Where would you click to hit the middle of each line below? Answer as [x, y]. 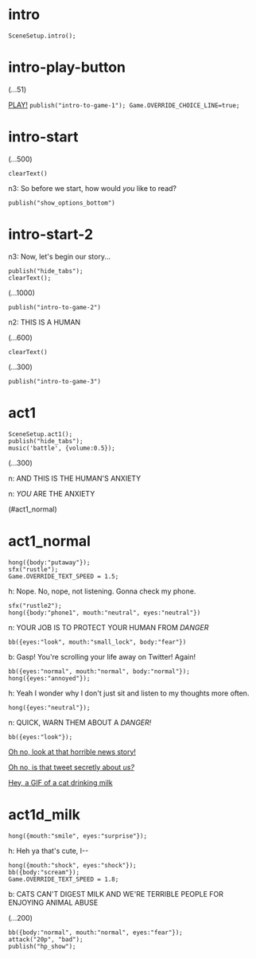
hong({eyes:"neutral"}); [49, 707]
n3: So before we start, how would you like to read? [93, 188]
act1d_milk [45, 814]
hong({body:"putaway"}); [49, 563]
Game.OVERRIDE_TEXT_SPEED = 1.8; [64, 879]
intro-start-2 [51, 234]
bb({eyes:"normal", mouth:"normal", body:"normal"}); [99, 671]
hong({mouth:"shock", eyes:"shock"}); [72, 865]
